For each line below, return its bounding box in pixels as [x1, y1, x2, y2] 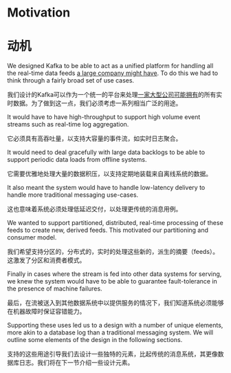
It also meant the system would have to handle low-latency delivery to [7, 184, 206, 192]
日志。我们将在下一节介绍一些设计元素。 [19, 359, 134, 367]
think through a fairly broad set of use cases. [7, 76, 135, 85]
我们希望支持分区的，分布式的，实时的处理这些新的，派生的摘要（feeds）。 [7, 248, 219, 256]
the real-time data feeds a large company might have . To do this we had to [7, 69, 219, 77]
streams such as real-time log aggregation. [7, 120, 129, 129]
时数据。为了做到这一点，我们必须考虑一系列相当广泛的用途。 [7, 99, 182, 107]
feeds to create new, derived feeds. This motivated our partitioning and [7, 226, 208, 235]
